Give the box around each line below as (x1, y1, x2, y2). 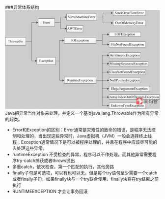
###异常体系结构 (5, 4, 39, 10)
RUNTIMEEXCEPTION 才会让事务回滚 (12, 189, 88, 195)
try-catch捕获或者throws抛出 (16, 158, 75, 164)
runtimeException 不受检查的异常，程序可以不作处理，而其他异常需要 (12, 152, 153, 158)
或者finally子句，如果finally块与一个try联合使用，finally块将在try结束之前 (12, 176, 159, 182)
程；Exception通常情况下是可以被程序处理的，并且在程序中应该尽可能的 (12, 139, 157, 145)
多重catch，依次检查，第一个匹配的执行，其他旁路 (12, 164, 114, 170)
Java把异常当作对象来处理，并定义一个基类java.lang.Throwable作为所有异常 (5, 110, 159, 116)
